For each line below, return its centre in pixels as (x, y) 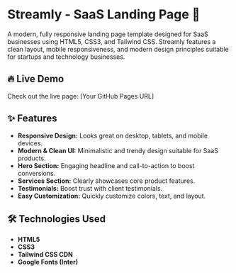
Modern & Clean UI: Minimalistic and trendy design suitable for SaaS (118, 150)
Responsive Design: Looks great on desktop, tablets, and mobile (112, 135)
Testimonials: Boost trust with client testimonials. (90, 188)
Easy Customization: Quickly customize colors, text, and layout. (112, 196)
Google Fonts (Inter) (48, 262)
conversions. (36, 173)
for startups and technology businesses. (66, 57)
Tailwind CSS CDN (45, 255)
